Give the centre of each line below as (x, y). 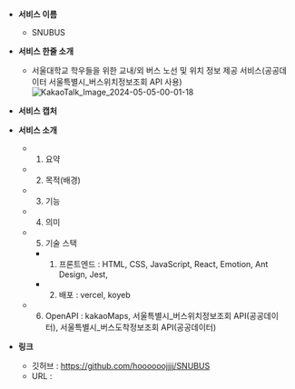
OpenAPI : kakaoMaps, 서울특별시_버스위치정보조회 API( (147, 316)
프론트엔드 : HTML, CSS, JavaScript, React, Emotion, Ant (163, 264)
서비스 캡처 (37, 111)
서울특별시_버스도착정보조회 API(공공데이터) (138, 327)
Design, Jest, (84, 274)
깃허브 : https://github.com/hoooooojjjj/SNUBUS (121, 366)
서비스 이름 (37, 14)
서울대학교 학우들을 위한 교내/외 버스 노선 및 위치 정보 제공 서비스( (148, 70)
